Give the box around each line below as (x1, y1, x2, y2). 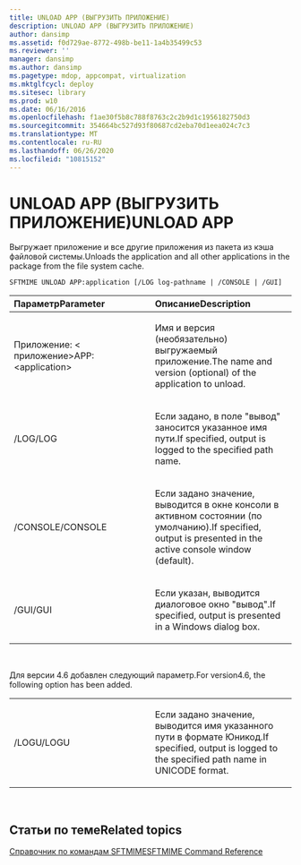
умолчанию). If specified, (155, 521, 262, 534)
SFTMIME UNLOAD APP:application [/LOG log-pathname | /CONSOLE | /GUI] (9, 278, 282, 287)
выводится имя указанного (155, 720, 274, 732)
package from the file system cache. (9, 261, 145, 271)
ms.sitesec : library (9, 88, 87, 97)
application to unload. (155, 378, 246, 390)
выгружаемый (155, 344, 218, 356)
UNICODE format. (155, 765, 229, 777)
